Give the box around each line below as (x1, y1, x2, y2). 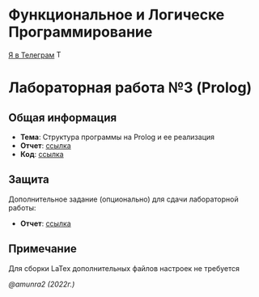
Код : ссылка (19, 149, 64, 159)
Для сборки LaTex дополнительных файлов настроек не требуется (8, 263, 240, 273)
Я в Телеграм (8, 50, 55, 60)
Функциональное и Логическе (8, 6, 225, 24)
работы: (8, 202, 36, 212)
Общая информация (8, 111, 117, 125)
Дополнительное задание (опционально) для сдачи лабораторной (8, 194, 239, 204)
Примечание (8, 242, 77, 256)
